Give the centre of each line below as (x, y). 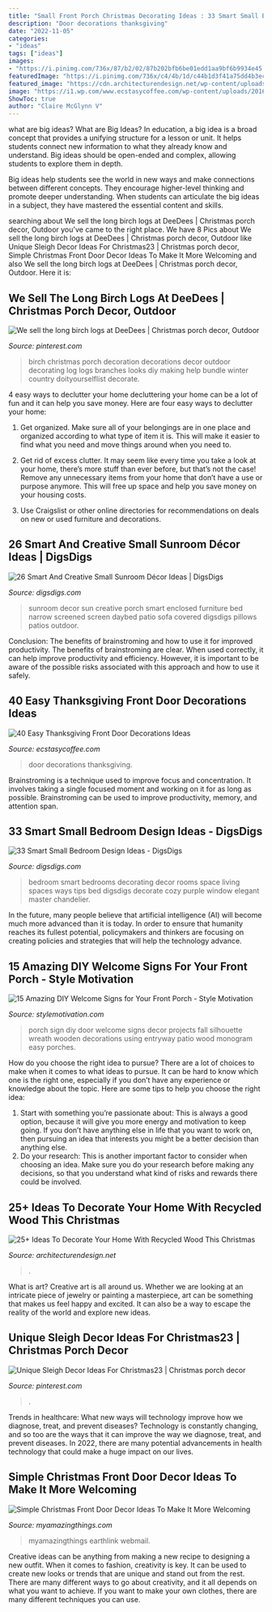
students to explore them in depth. (66, 164)
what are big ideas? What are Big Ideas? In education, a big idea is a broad (133, 130)
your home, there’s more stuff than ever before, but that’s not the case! (138, 469)
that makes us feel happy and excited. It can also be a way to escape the (130, 1304)
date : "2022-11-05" (41, 31)
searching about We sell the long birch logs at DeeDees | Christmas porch (132, 221)
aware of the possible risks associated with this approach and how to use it (134, 667)
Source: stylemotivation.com (56, 1014)
